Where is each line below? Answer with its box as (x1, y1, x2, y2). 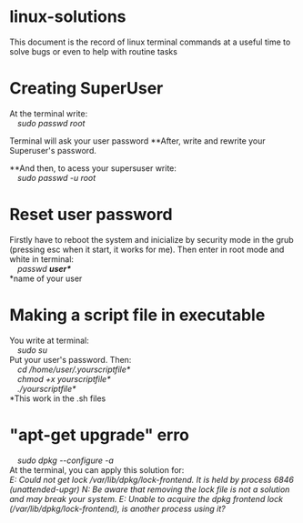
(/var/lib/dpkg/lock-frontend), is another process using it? (9, 503, 226, 514)
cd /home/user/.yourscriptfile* (17, 364, 131, 375)
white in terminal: (9, 253, 75, 265)
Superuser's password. (9, 145, 97, 156)
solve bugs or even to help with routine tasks (9, 45, 177, 56)
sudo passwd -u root (17, 172, 96, 183)
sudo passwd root (17, 117, 86, 128)
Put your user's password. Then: (9, 354, 132, 365)
